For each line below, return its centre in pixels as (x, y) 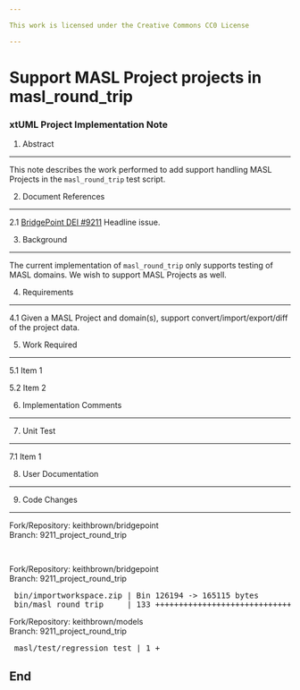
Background (45, 240)
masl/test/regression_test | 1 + (87, 648)
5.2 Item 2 (28, 388)
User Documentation (60, 474)
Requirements (48, 293)
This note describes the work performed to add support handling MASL (141, 170)
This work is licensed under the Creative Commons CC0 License (129, 25)
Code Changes (50, 500)
